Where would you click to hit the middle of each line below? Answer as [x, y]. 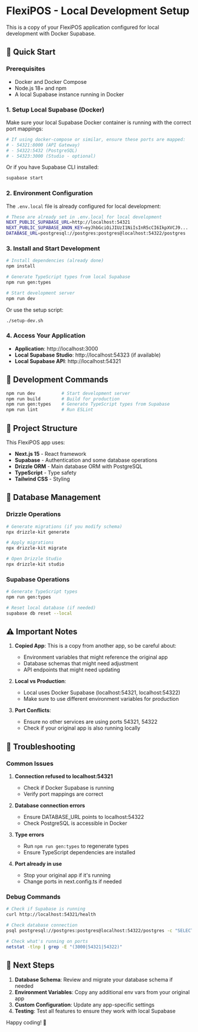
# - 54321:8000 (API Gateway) [43, 145]
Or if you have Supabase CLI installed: [52, 167]
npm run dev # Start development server [68, 393]
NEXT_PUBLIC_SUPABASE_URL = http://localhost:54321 [68, 223]
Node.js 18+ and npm [40, 88]
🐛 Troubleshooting [41, 747]
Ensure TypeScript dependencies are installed [79, 853]
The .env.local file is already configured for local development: [83, 206]
